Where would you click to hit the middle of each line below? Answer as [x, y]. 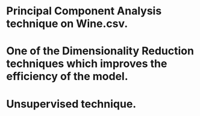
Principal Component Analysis [84, 11]
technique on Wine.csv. [67, 24]
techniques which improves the [87, 64]
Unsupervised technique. [71, 104]
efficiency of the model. [67, 77]
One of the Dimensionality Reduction [100, 51]
